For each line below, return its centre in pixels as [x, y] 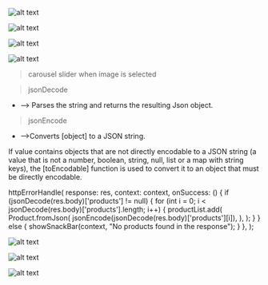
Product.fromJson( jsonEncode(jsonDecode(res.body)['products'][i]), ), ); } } [134, 218]
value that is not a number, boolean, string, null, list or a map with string [126, 160]
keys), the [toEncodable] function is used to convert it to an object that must [134, 168]
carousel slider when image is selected [92, 74]
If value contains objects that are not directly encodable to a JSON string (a [132, 151]
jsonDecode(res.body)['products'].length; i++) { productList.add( [115, 209]
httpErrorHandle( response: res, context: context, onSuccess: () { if [119, 192]
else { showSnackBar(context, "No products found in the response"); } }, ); [131, 226]
